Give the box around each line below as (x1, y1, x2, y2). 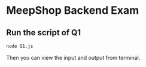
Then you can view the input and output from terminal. (6, 54, 141, 61)
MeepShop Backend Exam (6, 4, 139, 17)
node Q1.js (6, 43, 34, 49)
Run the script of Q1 (6, 28, 81, 38)
